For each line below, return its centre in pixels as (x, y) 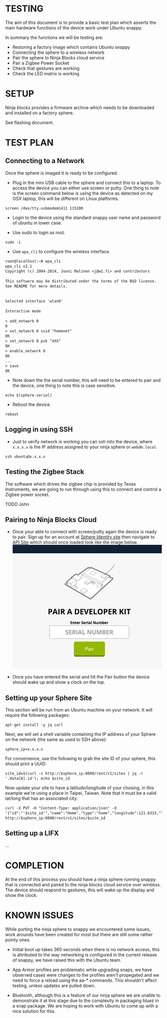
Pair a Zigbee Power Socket (41, 63)
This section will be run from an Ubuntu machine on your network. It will (79, 710)
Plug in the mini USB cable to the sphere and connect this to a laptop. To (86, 182)
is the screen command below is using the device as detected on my (83, 193)
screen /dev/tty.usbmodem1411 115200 (44, 208)
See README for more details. (37, 286)
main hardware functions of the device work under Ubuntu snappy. (74, 27)
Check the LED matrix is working (46, 73)
